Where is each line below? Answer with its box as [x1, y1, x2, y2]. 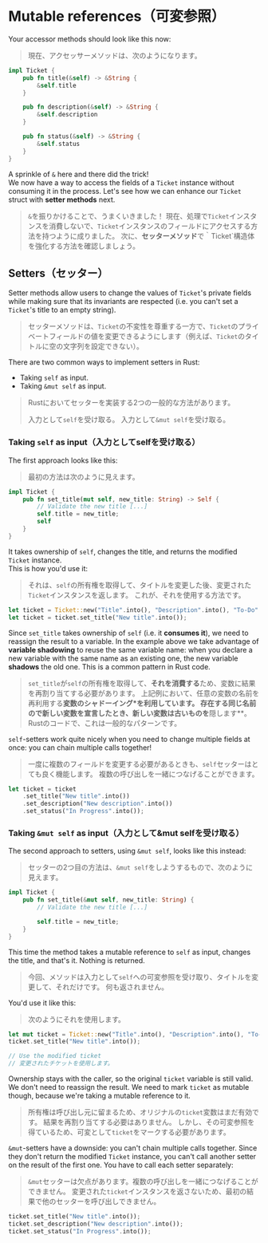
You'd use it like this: [8, 998, 77, 1008]
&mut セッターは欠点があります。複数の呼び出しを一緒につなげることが [27, 1177, 259, 1186]
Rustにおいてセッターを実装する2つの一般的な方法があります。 [27, 398, 235, 408]
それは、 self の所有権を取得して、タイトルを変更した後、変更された [27, 580, 252, 590]
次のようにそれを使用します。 [27, 1014, 126, 1024]
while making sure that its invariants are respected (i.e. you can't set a [8, 297, 238, 306]
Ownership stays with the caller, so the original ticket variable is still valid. [8, 1074, 254, 1083]
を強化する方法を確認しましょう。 [27, 241, 140, 251]
